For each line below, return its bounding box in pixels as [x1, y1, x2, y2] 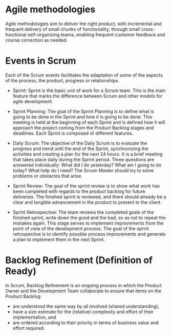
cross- [141, 26, 155, 32]
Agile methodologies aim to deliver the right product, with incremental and [5, 21, 162, 27]
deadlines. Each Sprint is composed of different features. [12, 130, 134, 136]
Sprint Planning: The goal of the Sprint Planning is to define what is [12, 108, 155, 114]
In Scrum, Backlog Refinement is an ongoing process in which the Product [5, 282, 162, 288]
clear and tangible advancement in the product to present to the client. [12, 199, 162, 205]
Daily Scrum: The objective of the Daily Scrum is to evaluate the [12, 140, 147, 146]
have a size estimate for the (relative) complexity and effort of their [12, 308, 154, 314]
